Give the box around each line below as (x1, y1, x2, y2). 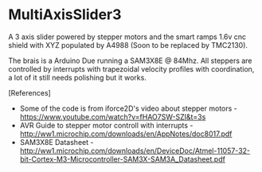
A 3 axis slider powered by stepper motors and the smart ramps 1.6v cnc (8, 32, 247, 41)
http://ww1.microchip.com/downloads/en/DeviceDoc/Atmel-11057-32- (19, 146, 251, 155)
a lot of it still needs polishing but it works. (8, 72, 147, 82)
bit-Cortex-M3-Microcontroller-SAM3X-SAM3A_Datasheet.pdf (19, 154, 225, 164)
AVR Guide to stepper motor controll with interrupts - (19, 120, 194, 130)
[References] (8, 88, 52, 97)
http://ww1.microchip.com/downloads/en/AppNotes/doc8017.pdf (19, 129, 233, 139)
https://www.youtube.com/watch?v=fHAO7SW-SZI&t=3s (19, 111, 206, 121)
